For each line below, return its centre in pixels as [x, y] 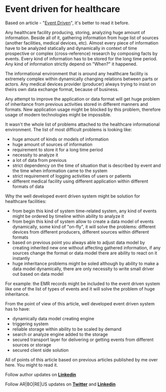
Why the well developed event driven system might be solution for [73, 196]
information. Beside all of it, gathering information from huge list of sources [82, 38]
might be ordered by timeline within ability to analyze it [68, 216]
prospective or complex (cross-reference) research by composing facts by [81, 53]
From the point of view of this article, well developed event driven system [80, 303]
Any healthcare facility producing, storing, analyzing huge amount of [75, 32]
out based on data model [38, 274]
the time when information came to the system [60, 171]
